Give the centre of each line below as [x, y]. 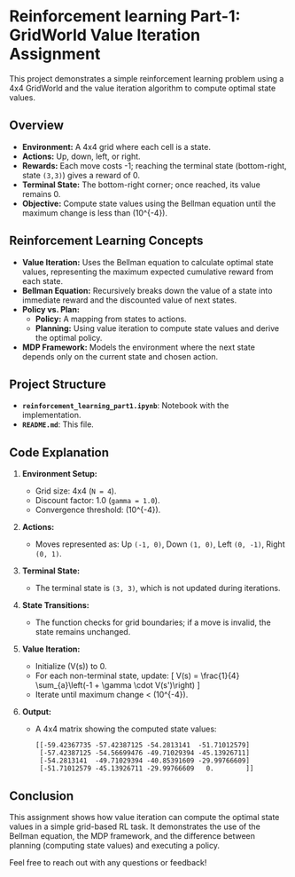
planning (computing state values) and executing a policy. [114, 845]
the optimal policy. [69, 337]
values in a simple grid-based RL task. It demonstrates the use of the [135, 826]
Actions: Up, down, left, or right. [81, 156]
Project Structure [58, 384]
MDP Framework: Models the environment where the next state [138, 347]
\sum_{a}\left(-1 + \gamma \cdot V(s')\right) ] [118, 685]
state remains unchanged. [83, 632]
